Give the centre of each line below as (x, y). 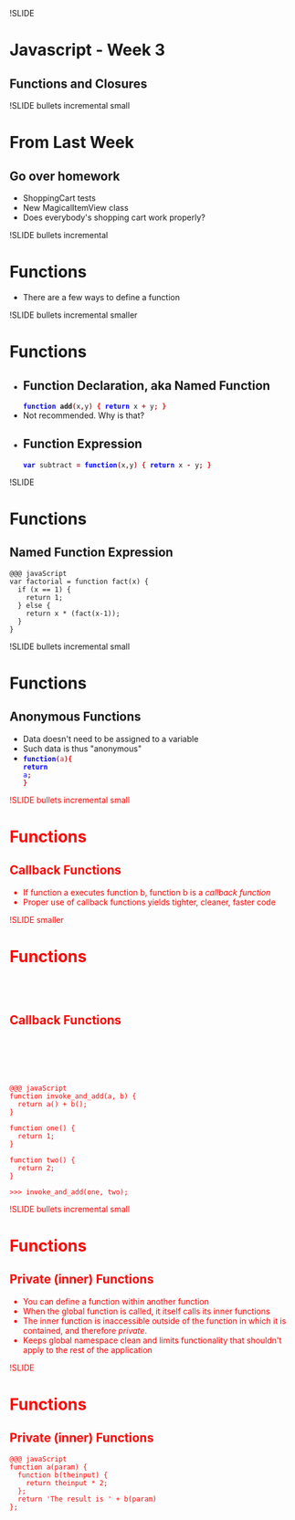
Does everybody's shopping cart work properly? (114, 217)
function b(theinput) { (63, 1475)
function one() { (42, 1128)
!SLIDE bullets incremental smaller (74, 315)
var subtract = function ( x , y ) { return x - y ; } (117, 465)
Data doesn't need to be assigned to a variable (111, 739)
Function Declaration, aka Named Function (147, 386)
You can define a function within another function (116, 1301)
